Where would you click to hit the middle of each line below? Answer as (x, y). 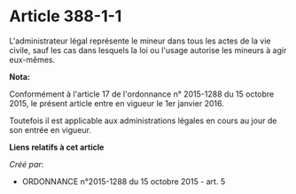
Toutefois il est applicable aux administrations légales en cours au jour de (143, 120)
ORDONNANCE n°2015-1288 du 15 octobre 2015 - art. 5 (124, 181)
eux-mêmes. (32, 59)
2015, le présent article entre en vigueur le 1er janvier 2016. (117, 103)
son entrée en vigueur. (50, 129)
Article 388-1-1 (66, 16)
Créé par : (27, 164)
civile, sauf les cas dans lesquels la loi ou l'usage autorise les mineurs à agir (148, 50)
